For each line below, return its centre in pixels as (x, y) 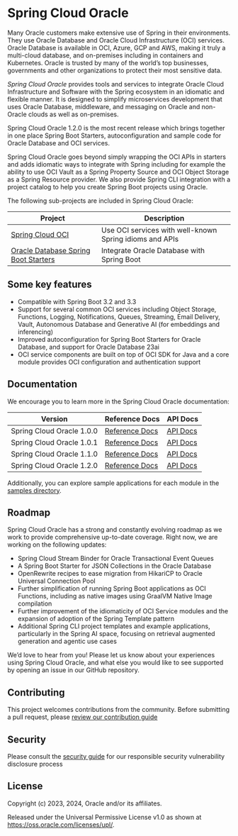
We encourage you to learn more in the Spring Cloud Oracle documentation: (119, 401)
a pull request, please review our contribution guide (83, 717)
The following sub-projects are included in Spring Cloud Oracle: (100, 201)
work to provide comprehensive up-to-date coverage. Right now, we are (113, 537)
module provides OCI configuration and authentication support (109, 362)
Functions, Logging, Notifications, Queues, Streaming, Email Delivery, (119, 316)
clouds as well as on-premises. (73, 114)
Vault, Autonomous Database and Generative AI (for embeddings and (119, 324)
